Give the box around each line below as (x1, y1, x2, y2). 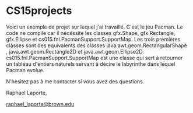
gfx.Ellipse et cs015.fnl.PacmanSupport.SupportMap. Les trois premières (6, 36, 181, 43)
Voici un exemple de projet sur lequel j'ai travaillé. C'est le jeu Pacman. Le (6, 23, 183, 30)
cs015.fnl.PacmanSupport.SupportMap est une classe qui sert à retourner (6, 54, 183, 61)
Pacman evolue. (6, 66, 45, 73)
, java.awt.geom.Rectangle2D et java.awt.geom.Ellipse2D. (6, 48, 145, 55)
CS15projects (6, 4, 72, 17)
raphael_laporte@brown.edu (6, 100, 75, 107)
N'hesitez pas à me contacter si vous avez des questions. (6, 77, 145, 85)
